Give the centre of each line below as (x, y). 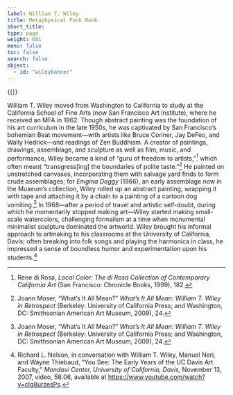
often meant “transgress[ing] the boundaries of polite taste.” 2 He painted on (116, 166)
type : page (23, 33)
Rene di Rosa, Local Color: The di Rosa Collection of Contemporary (113, 277)
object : (18, 65)
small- (204, 212)
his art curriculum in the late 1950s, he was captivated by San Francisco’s (112, 127)
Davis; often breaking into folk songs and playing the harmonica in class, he (115, 241)
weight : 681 (24, 40)
